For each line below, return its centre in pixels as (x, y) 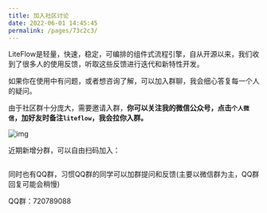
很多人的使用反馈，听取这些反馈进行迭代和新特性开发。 (113, 64)
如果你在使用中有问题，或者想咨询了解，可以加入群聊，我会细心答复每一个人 (134, 81)
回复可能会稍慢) (34, 184)
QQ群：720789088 (40, 201)
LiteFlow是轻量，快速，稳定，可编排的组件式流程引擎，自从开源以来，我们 (130, 54)
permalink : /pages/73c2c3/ (53, 30)
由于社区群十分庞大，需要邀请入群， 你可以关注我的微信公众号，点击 (120, 108)
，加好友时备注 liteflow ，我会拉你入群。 (81, 118)
